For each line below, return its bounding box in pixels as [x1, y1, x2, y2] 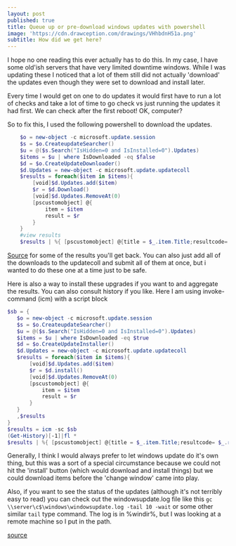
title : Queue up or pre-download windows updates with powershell [7, 23, 206, 30]
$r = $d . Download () [32, 186, 90, 193]
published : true [7, 17, 55, 24]
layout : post [7, 10, 46, 18]
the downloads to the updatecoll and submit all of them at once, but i [7, 259, 206, 267]
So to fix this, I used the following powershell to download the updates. [7, 120, 213, 129]
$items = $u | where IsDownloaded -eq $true [16, 334, 150, 342]
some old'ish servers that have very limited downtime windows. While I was [7, 63, 226, 72]
